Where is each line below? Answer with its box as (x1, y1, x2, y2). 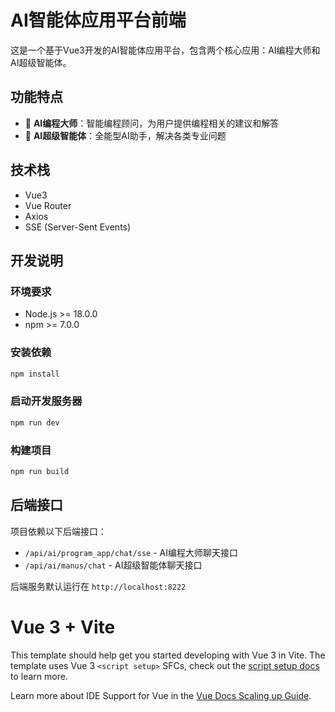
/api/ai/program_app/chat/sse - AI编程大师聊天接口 (24, 546, 238, 558)
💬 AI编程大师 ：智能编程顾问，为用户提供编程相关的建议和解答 (24, 117, 280, 129)
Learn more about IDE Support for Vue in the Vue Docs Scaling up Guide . (10, 689, 312, 701)
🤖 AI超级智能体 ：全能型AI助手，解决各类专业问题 (24, 129, 227, 141)
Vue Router (24, 199, 72, 211)
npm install (10, 369, 60, 379)
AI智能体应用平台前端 (10, 9, 187, 32)
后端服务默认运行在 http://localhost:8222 (10, 580, 187, 592)
